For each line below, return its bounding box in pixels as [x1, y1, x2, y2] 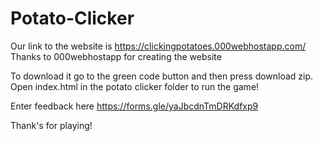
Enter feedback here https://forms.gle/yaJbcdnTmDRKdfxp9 [10, 100, 259, 112]
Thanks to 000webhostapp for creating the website [10, 50, 222, 62]
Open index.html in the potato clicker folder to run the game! [10, 80, 260, 92]
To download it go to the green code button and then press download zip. [10, 70, 314, 82]
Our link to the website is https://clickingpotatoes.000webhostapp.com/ [10, 40, 307, 52]
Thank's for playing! [10, 119, 93, 131]
